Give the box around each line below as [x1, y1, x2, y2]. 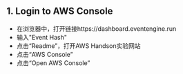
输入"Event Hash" [16, 33, 67, 41]
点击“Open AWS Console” [16, 58, 90, 67]
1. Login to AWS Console [6, 5, 113, 17]
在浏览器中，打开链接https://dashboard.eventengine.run [16, 24, 177, 33]
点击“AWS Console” [16, 50, 73, 58]
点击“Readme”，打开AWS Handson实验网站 [16, 41, 141, 50]
